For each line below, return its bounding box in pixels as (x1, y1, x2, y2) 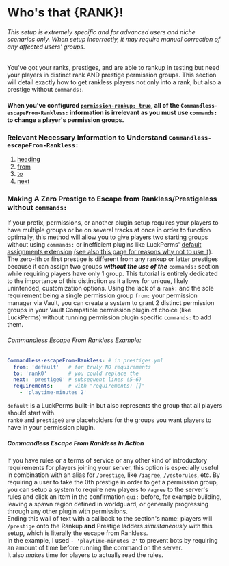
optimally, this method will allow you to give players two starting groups (7, 233, 208, 241)
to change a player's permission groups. (7, 115, 124, 124)
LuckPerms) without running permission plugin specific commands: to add (7, 313, 212, 321)
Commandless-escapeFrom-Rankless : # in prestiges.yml (7, 357, 164, 364)
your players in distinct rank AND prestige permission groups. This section (7, 71, 217, 79)
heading (16, 156, 41, 164)
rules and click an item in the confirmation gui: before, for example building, (7, 493, 222, 501)
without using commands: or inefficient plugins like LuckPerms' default (7, 240, 202, 248)
